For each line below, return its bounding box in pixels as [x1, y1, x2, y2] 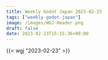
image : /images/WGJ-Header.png [6, 20, 84, 26]
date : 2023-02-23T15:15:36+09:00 [6, 31, 89, 37]
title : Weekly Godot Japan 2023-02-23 [6, 8, 102, 15]
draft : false [6, 25, 39, 31]
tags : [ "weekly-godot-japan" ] [6, 14, 81, 20]
